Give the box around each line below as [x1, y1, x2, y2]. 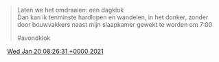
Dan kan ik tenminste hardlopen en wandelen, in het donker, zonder [16, 13, 209, 21]
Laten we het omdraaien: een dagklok [16, 6, 124, 14]
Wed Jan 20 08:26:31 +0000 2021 [6, 48, 104, 55]
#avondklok [16, 34, 51, 42]
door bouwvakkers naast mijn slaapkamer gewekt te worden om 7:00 [16, 21, 213, 28]
